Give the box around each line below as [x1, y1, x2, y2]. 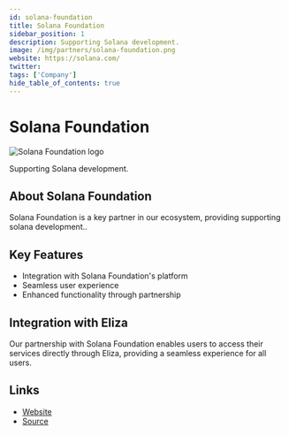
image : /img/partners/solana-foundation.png [9, 46, 176, 55]
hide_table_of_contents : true [9, 79, 121, 88]
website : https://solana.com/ [9, 54, 121, 63]
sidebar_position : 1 [9, 29, 86, 38]
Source [21, 416, 49, 426]
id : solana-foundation [9, 12, 93, 22]
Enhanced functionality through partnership [21, 289, 181, 301]
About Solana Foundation [9, 188, 152, 203]
